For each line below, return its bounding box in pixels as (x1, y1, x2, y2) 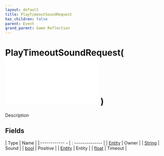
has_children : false (5, 16, 48, 21)
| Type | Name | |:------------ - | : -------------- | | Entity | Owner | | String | (5, 140, 160, 146)
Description (5, 112, 29, 118)
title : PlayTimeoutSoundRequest (5, 12, 72, 17)
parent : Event (5, 21, 35, 26)
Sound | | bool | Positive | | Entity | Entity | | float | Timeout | (5, 145, 127, 151)
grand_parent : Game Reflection (5, 26, 70, 31)
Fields (5, 127, 25, 135)
